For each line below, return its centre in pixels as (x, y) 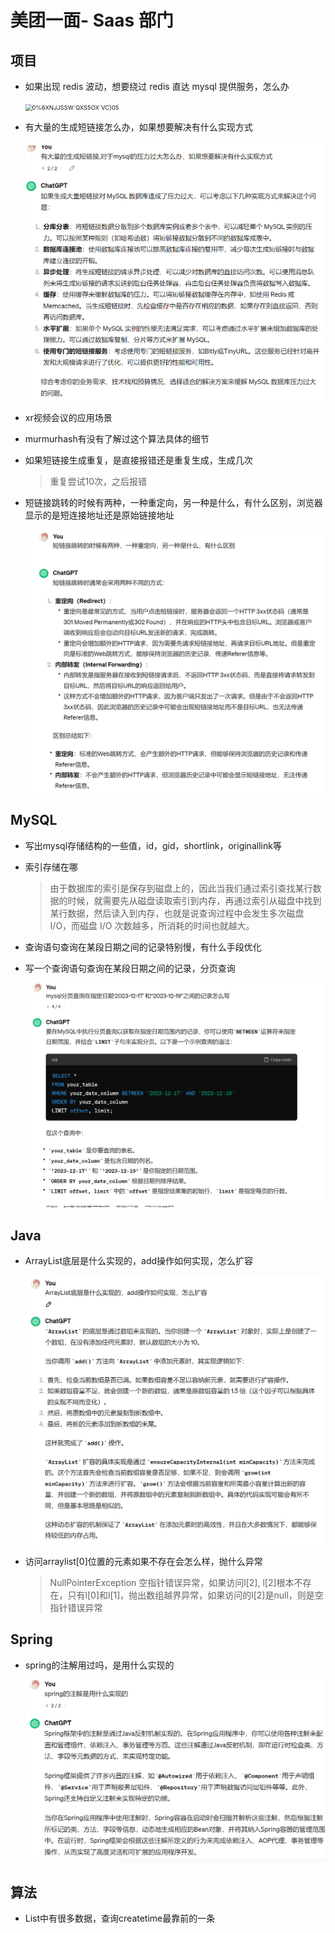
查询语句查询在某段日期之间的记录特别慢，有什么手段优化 (143, 947)
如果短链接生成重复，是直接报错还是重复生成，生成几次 (138, 460)
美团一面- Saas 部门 (92, 20)
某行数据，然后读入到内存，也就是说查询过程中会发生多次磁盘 (177, 913)
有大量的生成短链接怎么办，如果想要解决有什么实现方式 (138, 127)
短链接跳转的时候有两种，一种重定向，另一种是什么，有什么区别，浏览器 (173, 502)
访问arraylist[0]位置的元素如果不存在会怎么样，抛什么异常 (143, 1562)
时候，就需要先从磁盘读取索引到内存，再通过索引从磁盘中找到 (194, 900)
